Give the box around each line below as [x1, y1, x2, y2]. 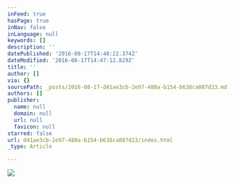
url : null [14, 116, 43, 123]
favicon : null [14, 123, 55, 131]
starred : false [7, 130, 53, 137]
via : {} [7, 76, 31, 84]
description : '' [7, 44, 55, 51]
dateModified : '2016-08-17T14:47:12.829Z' [7, 57, 135, 64]
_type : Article [7, 143, 53, 150]
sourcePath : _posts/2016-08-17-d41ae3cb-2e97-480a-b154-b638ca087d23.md [7, 83, 228, 91]
